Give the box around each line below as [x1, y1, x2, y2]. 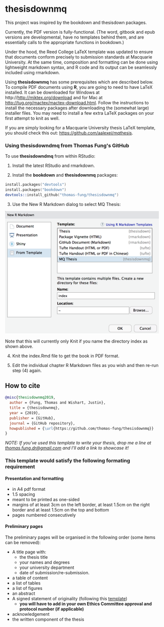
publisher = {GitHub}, [9, 416, 56, 421]
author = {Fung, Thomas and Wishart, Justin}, [9, 400, 106, 405]
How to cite [5, 382, 41, 390]
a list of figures [12, 585, 42, 591]
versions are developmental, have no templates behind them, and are [5, 34, 144, 40]
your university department [19, 565, 75, 570]
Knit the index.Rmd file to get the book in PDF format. [12, 353, 120, 359]
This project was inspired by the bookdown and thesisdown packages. [5, 20, 147, 25]
